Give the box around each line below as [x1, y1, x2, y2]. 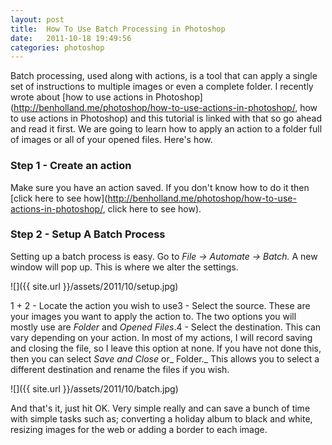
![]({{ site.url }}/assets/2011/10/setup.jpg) [10, 280, 179, 292]
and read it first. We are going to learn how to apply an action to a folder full [10, 123, 323, 135]
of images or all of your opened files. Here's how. [10, 134, 213, 146]
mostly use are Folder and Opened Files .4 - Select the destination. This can [10, 321, 322, 333]
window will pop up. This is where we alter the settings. [10, 261, 239, 273]
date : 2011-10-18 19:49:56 [10, 33, 132, 43]
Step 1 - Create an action [10, 159, 132, 173]
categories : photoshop [10, 42, 105, 53]
